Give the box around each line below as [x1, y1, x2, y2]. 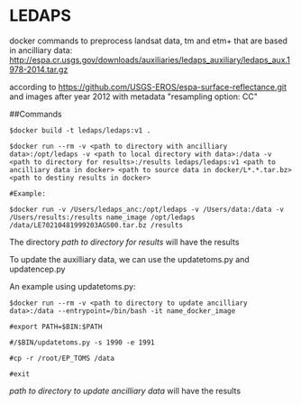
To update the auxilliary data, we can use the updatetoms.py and [9, 253, 250, 264]
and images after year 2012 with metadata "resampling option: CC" [9, 91, 259, 102]
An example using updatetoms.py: [9, 281, 137, 291]
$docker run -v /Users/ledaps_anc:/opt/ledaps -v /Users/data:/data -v [9, 205, 284, 214]
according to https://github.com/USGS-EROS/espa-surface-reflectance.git [9, 81, 287, 92]
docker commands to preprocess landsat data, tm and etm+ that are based [9, 35, 288, 46]
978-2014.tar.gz [9, 64, 68, 75]
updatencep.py [9, 263, 66, 274]
